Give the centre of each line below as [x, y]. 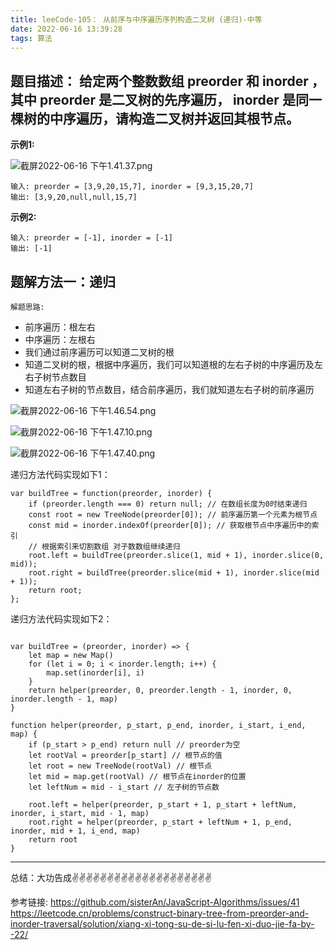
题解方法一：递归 [63, 281]
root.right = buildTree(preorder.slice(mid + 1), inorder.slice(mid [174, 573]
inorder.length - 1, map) [64, 699]
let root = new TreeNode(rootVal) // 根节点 [120, 766]
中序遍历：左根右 [60, 339]
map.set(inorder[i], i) [95, 673]
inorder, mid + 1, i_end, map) [75, 831]
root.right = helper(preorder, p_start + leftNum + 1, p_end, [160, 822]
